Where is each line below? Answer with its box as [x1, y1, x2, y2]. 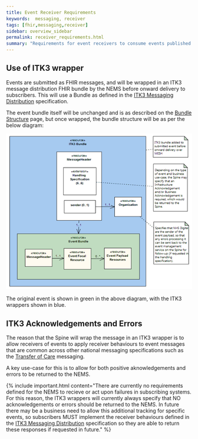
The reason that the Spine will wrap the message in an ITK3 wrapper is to [6, 334, 184, 342]
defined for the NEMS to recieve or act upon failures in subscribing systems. [6, 388, 192, 395]
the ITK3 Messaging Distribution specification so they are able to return [6, 420, 180, 427]
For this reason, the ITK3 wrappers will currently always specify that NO [6, 395, 181, 402]
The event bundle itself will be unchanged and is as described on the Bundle [6, 109, 192, 116]
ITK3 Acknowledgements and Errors [6, 319, 143, 329]
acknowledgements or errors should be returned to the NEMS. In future [6, 401, 180, 408]
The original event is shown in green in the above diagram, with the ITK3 [6, 295, 182, 302]
